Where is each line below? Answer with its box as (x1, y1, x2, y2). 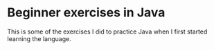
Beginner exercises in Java (7, 5, 166, 21)
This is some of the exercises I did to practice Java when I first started (7, 27, 208, 36)
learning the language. (7, 34, 71, 42)
